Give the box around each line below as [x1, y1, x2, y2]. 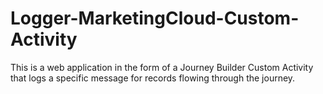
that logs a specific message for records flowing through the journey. [10, 72, 296, 84]
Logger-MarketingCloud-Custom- [10, 7, 300, 30]
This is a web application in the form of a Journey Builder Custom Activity [10, 61, 314, 73]
